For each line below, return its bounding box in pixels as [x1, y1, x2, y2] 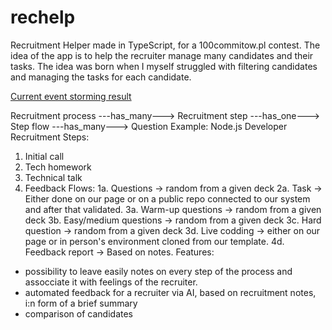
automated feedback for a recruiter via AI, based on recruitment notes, [24, 286, 317, 298]
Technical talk [24, 171, 83, 183]
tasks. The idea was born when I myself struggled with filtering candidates [10, 60, 318, 72]
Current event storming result [10, 90, 132, 102]
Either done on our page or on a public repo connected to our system [24, 192, 311, 205]
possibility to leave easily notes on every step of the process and [24, 265, 293, 277]
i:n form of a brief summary [24, 297, 138, 309]
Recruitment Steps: [10, 131, 90, 143]
